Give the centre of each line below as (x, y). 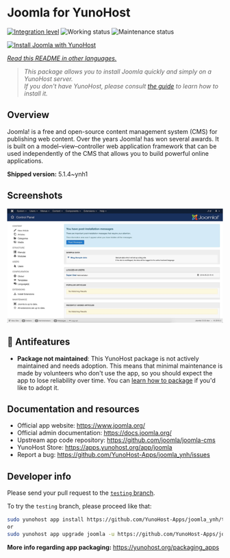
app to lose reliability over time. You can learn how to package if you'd (116, 380)
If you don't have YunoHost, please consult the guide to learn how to (121, 86)
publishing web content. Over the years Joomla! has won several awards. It (113, 139)
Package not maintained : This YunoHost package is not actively (108, 358)
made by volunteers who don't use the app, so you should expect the (115, 373)
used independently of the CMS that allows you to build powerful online (108, 153)
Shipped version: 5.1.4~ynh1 (47, 174)
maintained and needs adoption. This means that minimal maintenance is (120, 366)
